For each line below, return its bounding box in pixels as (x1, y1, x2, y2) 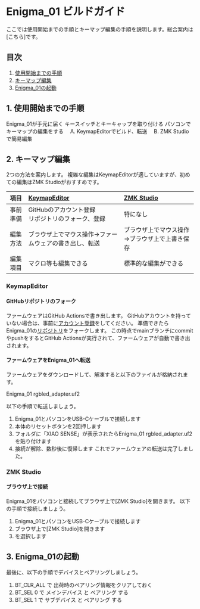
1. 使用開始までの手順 (6, 103, 85, 113)
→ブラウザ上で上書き (124, 235, 183, 243)
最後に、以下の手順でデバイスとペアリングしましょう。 (6, 568, 142, 576)
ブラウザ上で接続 (6, 483, 48, 490)
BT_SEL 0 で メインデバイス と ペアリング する (14, 589, 129, 596)
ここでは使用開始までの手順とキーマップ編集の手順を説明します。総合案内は (6, 26, 193, 33)
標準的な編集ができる (124, 259, 183, 268)
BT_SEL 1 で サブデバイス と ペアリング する (14, 596, 123, 603)
